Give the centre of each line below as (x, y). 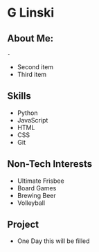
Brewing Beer (37, 195)
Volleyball (31, 203)
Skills (19, 96)
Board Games (37, 188)
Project (23, 225)
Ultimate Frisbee (40, 181)
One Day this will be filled (53, 241)
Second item (35, 67)
